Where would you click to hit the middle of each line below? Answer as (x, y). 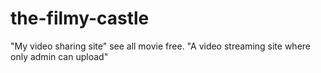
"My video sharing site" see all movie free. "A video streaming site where (160, 46)
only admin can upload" (59, 56)
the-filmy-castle (80, 18)
